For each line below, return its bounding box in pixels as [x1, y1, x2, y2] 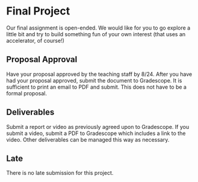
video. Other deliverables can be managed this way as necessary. [6, 136, 170, 143]
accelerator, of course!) [6, 37, 65, 44]
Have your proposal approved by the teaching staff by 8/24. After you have [6, 71, 193, 78]
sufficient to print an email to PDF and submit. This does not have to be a [6, 83, 187, 90]
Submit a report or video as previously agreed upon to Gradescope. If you [6, 123, 190, 130]
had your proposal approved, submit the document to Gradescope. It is [6, 77, 182, 84]
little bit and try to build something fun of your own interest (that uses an [6, 30, 186, 37]
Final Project [6, 4, 70, 18]
